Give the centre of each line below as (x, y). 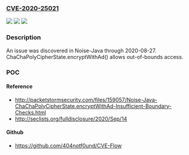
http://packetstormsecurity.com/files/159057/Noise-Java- (86, 100)
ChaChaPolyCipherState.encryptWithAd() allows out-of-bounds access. (95, 57)
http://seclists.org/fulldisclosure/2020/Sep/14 (71, 119)
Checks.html (31, 112)
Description (24, 38)
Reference (19, 86)
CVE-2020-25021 (33, 8)
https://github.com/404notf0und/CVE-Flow (68, 145)
